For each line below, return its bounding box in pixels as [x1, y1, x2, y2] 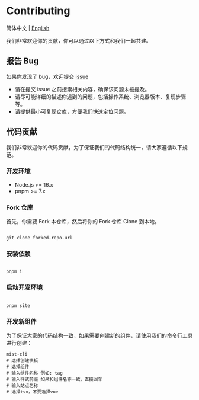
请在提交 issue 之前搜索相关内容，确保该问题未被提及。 [14, 85, 150, 92]
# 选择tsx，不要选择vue [6, 389, 59, 395]
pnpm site [6, 302, 31, 309]
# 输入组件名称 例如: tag [6, 370, 63, 376]
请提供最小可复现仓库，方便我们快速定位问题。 [14, 108, 129, 115]
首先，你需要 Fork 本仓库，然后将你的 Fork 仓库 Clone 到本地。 [6, 218, 160, 225]
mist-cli [6, 351, 28, 357]
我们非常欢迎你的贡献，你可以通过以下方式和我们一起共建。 [6, 37, 152, 44]
